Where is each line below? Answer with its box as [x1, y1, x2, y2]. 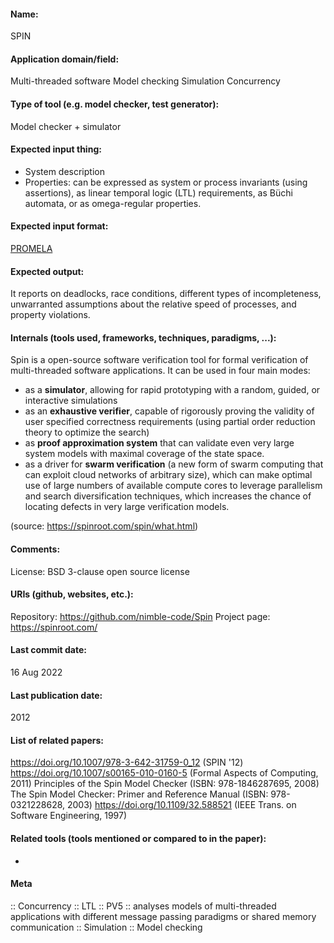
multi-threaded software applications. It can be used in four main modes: [10, 365, 311, 377]
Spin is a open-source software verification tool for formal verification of [10, 354, 309, 366]
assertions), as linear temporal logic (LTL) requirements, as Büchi [24, 186, 293, 199]
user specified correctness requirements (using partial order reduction [24, 416, 316, 428]
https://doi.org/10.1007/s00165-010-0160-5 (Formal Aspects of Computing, [10, 767, 319, 779]
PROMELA [10, 243, 53, 255]
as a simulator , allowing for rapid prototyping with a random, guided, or [24, 384, 321, 396]
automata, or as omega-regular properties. [24, 197, 202, 209]
